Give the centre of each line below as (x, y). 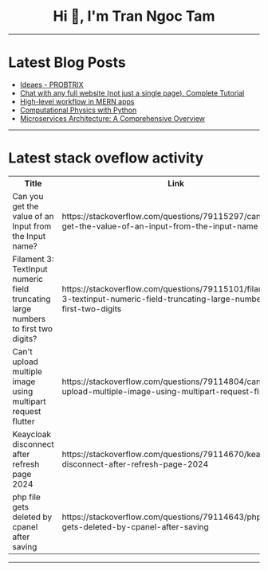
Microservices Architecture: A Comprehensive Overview (112, 118)
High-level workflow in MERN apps (77, 101)
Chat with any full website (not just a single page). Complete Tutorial (132, 93)
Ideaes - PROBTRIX (51, 84)
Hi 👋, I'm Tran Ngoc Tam (134, 16)
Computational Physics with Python (78, 110)
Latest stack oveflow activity (106, 158)
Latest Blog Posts (67, 63)
